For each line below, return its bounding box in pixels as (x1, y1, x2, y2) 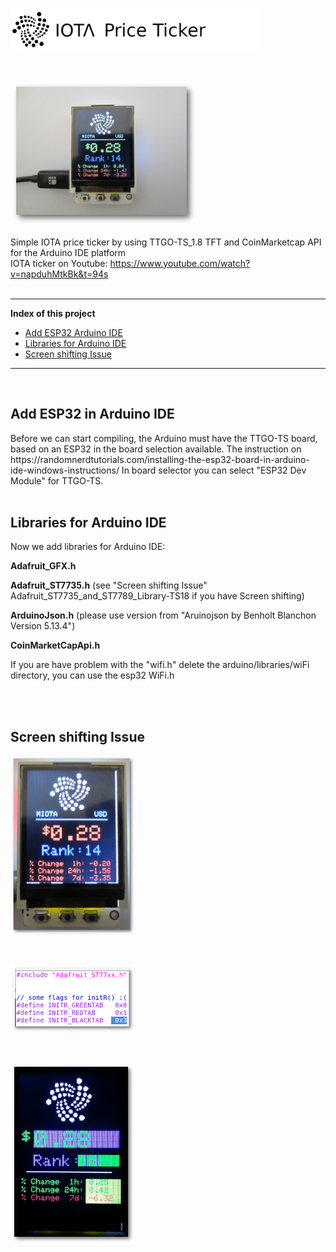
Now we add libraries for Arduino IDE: (10, 541, 166, 553)
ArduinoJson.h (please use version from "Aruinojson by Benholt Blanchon (10, 609, 317, 622)
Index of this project (10, 307, 96, 319)
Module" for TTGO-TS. (10, 474, 104, 487)
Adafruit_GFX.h (10, 560, 77, 572)
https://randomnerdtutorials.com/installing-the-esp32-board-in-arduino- (10, 453, 310, 465)
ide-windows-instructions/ (10, 464, 120, 476)
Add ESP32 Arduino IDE (24, 326, 123, 338)
